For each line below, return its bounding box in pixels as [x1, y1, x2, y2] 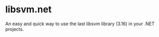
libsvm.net [5, 4, 52, 15]
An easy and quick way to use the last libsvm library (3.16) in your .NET [5, 21, 155, 27]
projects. [5, 26, 24, 32]
